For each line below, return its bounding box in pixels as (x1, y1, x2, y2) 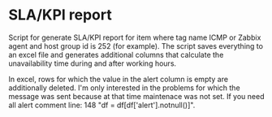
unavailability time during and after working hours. (8, 58, 177, 68)
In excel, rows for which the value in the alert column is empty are (8, 74, 229, 84)
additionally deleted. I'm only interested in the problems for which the (8, 83, 241, 93)
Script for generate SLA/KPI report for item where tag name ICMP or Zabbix (8, 32, 261, 42)
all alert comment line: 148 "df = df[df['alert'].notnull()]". (8, 100, 196, 110)
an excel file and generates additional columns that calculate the (8, 50, 224, 59)
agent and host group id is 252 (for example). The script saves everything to (8, 41, 264, 50)
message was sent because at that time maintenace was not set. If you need (8, 91, 265, 101)
